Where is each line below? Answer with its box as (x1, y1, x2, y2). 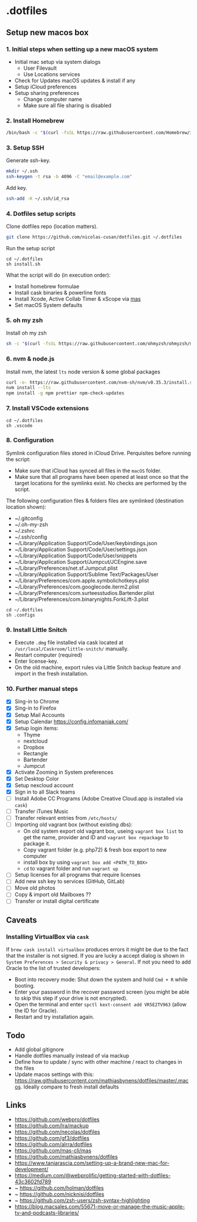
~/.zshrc (14, 527, 35, 534)
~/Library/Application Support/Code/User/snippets (14, 552, 137, 559)
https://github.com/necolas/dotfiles (14, 1128, 100, 1135)
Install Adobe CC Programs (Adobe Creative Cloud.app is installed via (14, 795, 183, 802)
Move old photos (14, 884, 56, 891)
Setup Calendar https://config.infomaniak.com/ (14, 718, 129, 725)
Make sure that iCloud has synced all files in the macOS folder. (14, 467, 162, 474)
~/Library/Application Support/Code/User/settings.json (14, 546, 148, 553)
